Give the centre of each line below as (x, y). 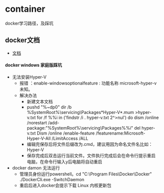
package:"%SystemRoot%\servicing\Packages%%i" (80, 128)
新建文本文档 (40, 101)
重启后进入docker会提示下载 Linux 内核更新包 (65, 185)
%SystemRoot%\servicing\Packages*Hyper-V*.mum (80, 112)
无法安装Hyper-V (29, 77)
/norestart (37, 123)
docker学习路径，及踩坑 (29, 23)
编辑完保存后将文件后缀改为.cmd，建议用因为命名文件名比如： (90, 144)
